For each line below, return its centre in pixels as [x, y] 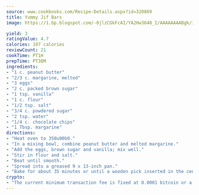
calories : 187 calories [36, 45]
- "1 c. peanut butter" [36, 72]
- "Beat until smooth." [36, 161]
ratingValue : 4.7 [28, 39]
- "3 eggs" [20, 83]
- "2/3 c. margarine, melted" [44, 78]
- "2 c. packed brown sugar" [42, 89]
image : [14, 23]
